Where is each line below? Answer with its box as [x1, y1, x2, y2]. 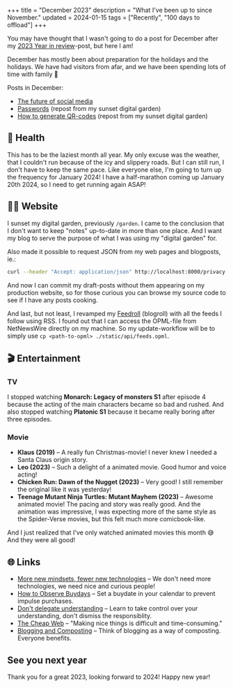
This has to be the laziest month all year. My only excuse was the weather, [7, 150, 220, 159]
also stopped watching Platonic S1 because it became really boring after [7, 407, 216, 416]
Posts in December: [7, 84, 64, 91]
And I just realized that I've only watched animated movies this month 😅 [7, 528, 214, 537]
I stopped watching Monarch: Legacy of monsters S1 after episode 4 [7, 393, 207, 401]
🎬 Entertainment [7, 352, 81, 364]
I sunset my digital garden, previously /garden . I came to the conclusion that [7, 219, 225, 227]
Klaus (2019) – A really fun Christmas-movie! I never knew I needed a [17, 448, 218, 456]
